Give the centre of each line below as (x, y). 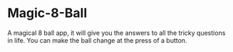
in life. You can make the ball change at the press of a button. (97, 40)
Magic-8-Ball (47, 13)
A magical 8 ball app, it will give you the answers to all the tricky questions (116, 33)
